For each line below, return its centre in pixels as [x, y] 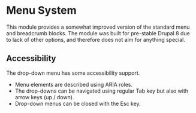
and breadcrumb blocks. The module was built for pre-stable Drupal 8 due [98, 33]
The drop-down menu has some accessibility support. [73, 73]
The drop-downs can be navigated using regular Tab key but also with [102, 91]
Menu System [41, 10]
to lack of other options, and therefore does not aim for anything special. [96, 39]
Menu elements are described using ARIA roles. [74, 84]
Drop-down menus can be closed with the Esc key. [78, 103]
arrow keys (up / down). [44, 97]
